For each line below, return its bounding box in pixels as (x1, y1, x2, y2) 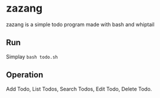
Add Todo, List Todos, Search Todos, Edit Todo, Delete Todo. (6, 85, 152, 92)
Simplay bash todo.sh (6, 53, 58, 60)
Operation (6, 70, 44, 80)
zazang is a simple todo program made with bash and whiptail (6, 21, 155, 28)
